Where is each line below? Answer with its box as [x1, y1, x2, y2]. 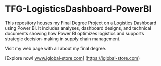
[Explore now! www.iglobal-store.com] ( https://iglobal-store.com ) [5, 55, 140, 61]
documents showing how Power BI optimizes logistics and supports [5, 30, 144, 36]
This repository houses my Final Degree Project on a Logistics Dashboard [5, 20, 157, 26]
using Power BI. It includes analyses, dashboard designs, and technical [5, 25, 151, 31]
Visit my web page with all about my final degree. [5, 45, 106, 51]
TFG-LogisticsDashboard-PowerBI [5, 3, 152, 15]
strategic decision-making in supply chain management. [5, 36, 121, 42]
